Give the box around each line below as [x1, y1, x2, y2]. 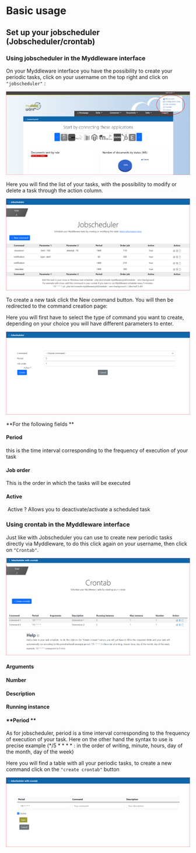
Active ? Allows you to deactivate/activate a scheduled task [7, 506, 150, 513]
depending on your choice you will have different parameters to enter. [6, 320, 174, 327]
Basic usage [6, 4, 66, 18]
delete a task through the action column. [6, 187, 103, 194]
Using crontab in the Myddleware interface [6, 521, 130, 529]
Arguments [6, 663, 34, 670]
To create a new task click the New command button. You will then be [6, 296, 174, 303]
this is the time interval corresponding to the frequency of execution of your [6, 447, 188, 454]
